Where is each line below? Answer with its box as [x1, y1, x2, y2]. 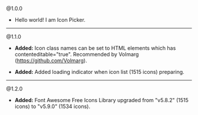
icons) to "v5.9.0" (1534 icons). [14, 103, 90, 110]
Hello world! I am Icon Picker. [14, 16, 85, 23]
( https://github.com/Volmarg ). [14, 57, 87, 64]
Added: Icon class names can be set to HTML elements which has [14, 45, 176, 52]
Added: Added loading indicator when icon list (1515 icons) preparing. [14, 69, 184, 75]
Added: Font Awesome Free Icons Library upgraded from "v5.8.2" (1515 [14, 97, 189, 103]
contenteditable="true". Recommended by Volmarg [14, 51, 139, 58]
